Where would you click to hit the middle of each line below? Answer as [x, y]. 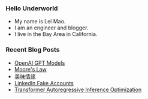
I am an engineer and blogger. [51, 28]
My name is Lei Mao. [40, 22]
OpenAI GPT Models [40, 63]
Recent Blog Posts [33, 50]
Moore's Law [30, 69]
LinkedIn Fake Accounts [44, 83]
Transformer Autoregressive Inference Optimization [78, 89]
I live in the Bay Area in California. [56, 34]
